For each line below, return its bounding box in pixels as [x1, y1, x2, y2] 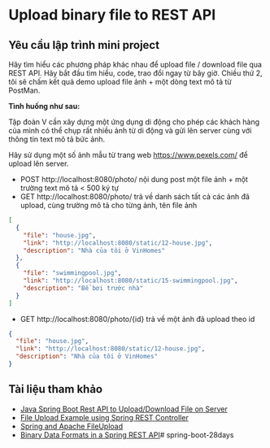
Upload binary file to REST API [8, 6, 216, 24]
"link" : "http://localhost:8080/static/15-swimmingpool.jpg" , [23, 276, 238, 285]
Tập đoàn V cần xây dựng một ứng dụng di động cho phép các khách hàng [8, 117, 260, 127]
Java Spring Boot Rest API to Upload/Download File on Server [20, 404, 228, 414]
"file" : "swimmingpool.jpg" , [23, 269, 122, 277]
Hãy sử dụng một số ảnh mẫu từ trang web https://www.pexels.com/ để [8, 150, 248, 159]
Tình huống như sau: [8, 102, 81, 111]
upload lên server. [8, 159, 69, 168]
